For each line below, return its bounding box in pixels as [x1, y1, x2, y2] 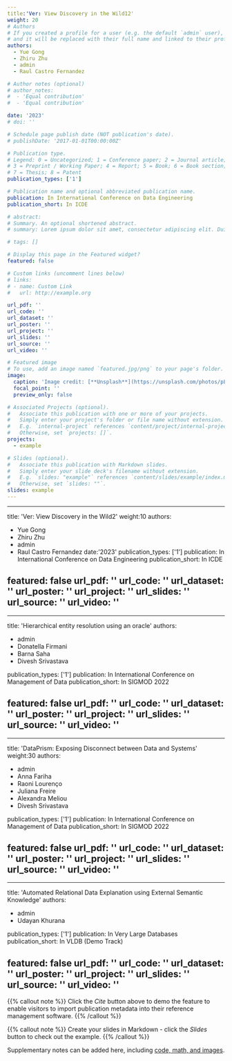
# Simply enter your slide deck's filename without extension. [7, 468, 199, 475]
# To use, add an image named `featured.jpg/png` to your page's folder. [7, 365, 224, 373]
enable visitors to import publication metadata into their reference [7, 1004, 194, 1013]
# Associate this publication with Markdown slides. [7, 461, 168, 468]
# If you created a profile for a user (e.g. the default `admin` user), [7, 29, 224, 37]
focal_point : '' [13, 385, 60, 392]
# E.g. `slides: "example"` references [7, 474, 128, 481]
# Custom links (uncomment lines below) [7, 270, 126, 277]
